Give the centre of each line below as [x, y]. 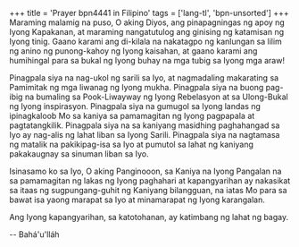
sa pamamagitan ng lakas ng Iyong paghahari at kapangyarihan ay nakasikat [150, 181]
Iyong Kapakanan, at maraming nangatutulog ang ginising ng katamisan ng [147, 32]
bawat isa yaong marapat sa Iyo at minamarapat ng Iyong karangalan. [137, 200]
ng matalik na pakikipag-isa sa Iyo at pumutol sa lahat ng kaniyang [132, 144]
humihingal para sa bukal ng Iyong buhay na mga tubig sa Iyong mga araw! [147, 60]
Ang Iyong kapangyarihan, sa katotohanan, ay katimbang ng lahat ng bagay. [149, 217]
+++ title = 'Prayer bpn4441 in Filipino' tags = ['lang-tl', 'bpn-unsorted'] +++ [149, 13]
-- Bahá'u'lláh [34, 234]
